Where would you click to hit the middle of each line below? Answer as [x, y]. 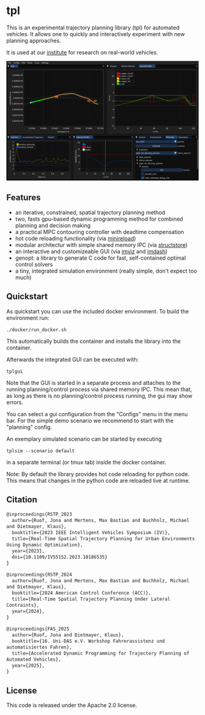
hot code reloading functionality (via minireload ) [75, 238]
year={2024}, [28, 612]
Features [23, 198]
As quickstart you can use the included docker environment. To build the [98, 311]
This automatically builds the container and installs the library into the [94, 341]
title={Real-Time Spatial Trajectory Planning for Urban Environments [103, 539]
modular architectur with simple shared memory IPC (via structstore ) [101, 244]
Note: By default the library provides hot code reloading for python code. [98, 474]
